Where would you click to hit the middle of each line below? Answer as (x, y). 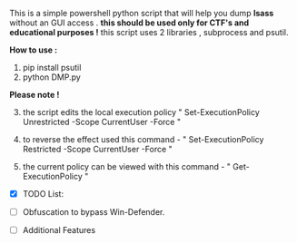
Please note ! (35, 95)
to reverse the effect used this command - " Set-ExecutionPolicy (143, 139)
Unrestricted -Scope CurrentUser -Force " (102, 122)
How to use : (33, 50)
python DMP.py (52, 77)
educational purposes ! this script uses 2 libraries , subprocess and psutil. (149, 32)
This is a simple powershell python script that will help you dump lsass (142, 13)
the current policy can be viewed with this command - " (127, 166)
